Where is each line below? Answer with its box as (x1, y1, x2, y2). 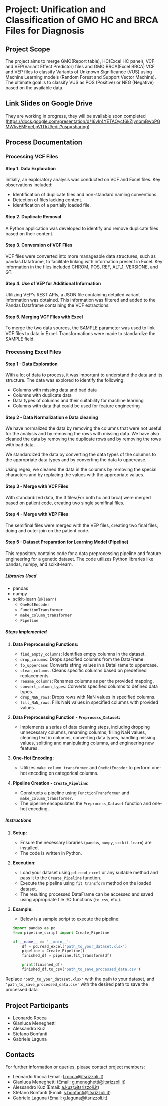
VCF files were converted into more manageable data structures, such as (5, 253, 156, 259)
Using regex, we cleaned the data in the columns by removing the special (5, 466, 157, 473)
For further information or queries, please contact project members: (5, 1064, 145, 1070)
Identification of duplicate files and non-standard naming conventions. (12, 192, 158, 198)
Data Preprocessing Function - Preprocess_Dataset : (12, 714, 121, 720)
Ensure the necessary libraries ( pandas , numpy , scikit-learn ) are (20, 839, 152, 845)
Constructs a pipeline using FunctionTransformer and (20, 790, 129, 796)
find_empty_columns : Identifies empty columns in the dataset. (20, 651, 146, 657)
